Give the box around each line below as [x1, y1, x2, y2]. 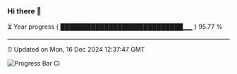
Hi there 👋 [7, 6, 42, 16]
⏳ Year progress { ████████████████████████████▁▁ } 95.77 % [7, 22, 223, 31]
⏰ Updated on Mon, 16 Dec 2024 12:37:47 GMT [7, 45, 145, 54]
